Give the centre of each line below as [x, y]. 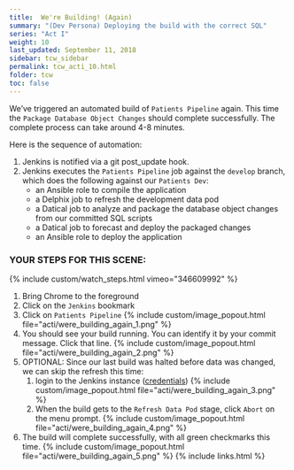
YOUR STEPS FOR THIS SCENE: [77, 259]
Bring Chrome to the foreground [81, 296]
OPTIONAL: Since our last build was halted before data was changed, [149, 362]
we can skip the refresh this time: [83, 371]
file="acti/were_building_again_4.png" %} [111, 428]
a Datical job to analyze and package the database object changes [157, 208]
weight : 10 [29, 42]
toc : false [29, 83]
